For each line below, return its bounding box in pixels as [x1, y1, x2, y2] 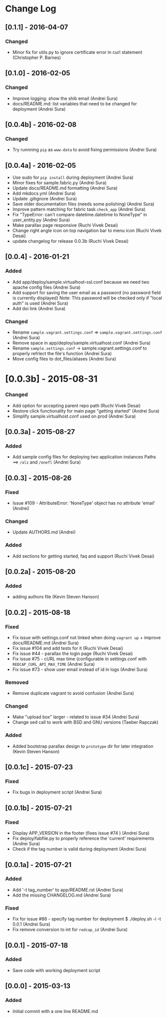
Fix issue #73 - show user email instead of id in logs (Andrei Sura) [12, 666, 148, 672]
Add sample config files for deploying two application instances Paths [12, 454, 156, 460]
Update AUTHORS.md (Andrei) [12, 529, 76, 535]
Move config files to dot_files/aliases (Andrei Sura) [12, 356, 116, 362]
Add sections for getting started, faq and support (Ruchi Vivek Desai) [12, 553, 155, 559]
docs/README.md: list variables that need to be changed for [12, 100, 137, 106]
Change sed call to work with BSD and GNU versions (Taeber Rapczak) [12, 719, 159, 725]
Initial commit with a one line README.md [12, 1008, 98, 1014]
